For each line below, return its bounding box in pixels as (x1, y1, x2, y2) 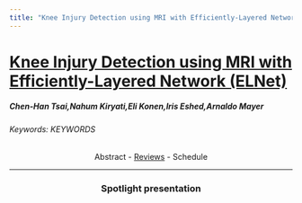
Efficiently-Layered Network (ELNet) (9, 71, 288, 91)
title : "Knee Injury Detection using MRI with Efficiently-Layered (9, 13, 268, 22)
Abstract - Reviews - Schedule (93, 152, 209, 163)
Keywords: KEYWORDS (9, 123, 96, 135)
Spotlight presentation (101, 182, 201, 195)
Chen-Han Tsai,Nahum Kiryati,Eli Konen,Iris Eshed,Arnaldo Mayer (9, 101, 264, 112)
